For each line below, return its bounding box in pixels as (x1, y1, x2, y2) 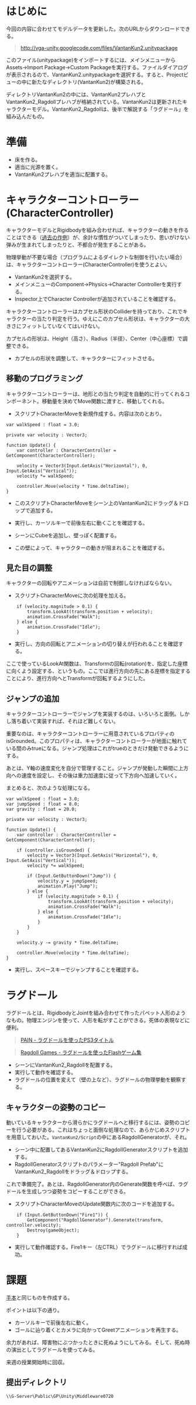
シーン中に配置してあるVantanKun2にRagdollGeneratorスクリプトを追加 (14, 1146, 188, 1153)
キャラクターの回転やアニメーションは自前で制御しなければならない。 (6, 579, 175, 586)
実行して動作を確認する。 (14, 1069, 77, 1076)
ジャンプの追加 (6, 694, 60, 704)
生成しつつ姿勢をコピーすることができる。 (26, 1188, 129, 1194)
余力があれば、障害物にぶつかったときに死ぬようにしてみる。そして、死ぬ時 (6, 1339, 190, 1346)
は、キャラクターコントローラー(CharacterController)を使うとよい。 (6, 261, 171, 268)
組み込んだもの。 (6, 113, 47, 120)
